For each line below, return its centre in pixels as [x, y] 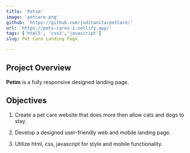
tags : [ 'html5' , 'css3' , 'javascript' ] [54, 34]
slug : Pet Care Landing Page [42, 39]
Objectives [27, 101]
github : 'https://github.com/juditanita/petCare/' [70, 22]
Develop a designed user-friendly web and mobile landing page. [93, 132]
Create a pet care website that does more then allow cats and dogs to [99, 115]
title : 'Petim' [25, 11]
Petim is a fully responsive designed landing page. [68, 82]
